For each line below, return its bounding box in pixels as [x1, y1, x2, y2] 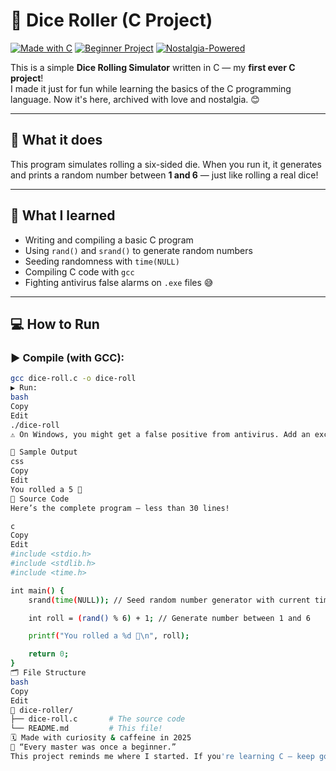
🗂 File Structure [10, 668, 87, 678]
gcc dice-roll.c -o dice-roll [10, 374, 137, 384]
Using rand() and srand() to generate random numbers [24, 244, 253, 256]
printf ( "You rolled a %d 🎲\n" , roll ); [28, 631, 190, 641]
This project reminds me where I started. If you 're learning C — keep [10, 751, 315, 761]
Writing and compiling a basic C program [24, 234, 194, 246]
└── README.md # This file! [10, 724, 163, 734]
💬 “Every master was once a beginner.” [10, 742, 177, 752]
